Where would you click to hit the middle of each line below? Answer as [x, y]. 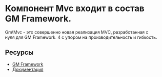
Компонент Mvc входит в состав [75, 8]
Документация [28, 69]
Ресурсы [20, 53]
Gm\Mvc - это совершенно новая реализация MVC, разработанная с [77, 32]
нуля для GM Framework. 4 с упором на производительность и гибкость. [81, 37]
